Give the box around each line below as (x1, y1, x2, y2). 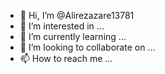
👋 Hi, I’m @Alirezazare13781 (19, 10, 135, 21)
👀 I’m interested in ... (19, 20, 105, 32)
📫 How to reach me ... (19, 53, 113, 64)
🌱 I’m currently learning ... (19, 31, 127, 42)
